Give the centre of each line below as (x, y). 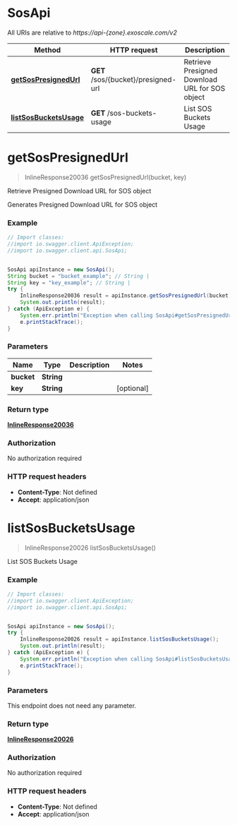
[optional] (133, 388)
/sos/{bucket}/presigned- (134, 79)
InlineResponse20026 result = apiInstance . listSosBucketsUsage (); (120, 639)
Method (48, 49)
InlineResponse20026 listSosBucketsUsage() (90, 548)
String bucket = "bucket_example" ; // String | (79, 276)
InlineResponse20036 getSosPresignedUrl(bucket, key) (105, 177)
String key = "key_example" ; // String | (69, 283)
